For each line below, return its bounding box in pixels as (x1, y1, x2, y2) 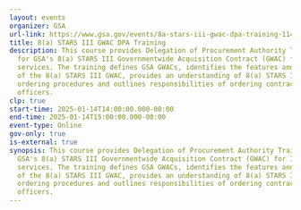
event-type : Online (9, 122, 82, 130)
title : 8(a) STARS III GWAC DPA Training (9, 38, 167, 47)
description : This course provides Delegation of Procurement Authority (9, 46, 287, 55)
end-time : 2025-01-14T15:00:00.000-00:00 (9, 113, 167, 122)
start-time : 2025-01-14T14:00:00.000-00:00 (9, 105, 175, 113)
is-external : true (9, 138, 78, 147)
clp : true (9, 96, 47, 105)
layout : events (9, 13, 66, 22)
